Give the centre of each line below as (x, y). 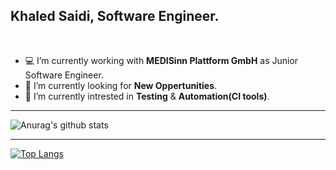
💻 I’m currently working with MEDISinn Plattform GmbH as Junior (161, 60)
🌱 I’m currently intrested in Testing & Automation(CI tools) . (147, 96)
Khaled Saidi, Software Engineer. (115, 16)
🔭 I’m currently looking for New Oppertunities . (121, 85)
